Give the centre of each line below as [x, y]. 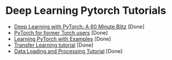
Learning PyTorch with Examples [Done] [63, 39]
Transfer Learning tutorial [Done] [54, 45]
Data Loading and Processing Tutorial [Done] [68, 51]
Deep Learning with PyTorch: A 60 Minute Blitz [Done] [79, 27]
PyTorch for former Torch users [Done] [61, 32]
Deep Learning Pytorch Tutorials [86, 11]
